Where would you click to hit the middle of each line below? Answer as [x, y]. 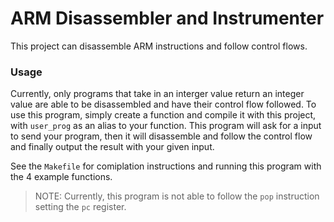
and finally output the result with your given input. [112, 147]
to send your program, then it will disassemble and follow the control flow [161, 136]
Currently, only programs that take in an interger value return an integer [157, 94]
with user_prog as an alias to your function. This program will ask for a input [166, 126]
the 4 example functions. [61, 177]
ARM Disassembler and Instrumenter [167, 18]
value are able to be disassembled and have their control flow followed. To [163, 104]
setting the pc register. [80, 207]
